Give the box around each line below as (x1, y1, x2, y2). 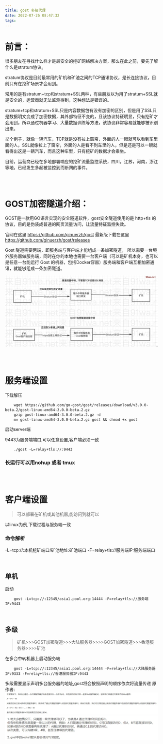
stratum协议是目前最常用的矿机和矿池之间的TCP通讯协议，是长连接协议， (5, 74, 152, 80)
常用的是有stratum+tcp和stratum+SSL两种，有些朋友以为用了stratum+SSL (5, 91, 154, 97)
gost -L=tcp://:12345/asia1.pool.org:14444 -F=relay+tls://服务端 (14, 596, 149, 601)
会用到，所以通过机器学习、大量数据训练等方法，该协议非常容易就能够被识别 (5, 120, 158, 126)
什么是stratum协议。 (5, 64, 46, 70)
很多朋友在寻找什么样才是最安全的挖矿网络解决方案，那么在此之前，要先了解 (5, 58, 158, 64)
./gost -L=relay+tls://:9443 (14, 447, 73, 452)
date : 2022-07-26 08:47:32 (5, 13, 60, 18)
